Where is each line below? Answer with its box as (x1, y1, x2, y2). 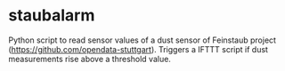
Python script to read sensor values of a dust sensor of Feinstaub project (8, 35, 277, 45)
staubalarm (8, 5, 95, 26)
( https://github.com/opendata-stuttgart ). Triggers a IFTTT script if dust (8, 43, 269, 54)
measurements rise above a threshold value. (8, 53, 171, 64)
